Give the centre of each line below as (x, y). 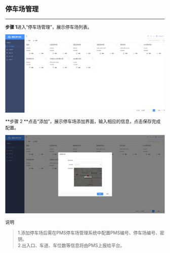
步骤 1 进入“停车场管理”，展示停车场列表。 (49, 27)
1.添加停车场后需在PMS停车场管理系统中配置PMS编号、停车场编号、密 (91, 233)
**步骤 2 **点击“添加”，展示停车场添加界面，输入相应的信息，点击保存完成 (83, 121)
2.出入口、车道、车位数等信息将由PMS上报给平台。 (71, 245)
